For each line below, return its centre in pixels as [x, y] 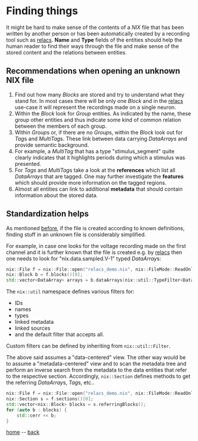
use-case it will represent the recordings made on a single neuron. [95, 107]
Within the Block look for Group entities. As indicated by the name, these [103, 113]
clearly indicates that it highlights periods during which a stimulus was [100, 157]
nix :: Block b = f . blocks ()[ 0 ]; [44, 275]
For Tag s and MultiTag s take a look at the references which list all [95, 170]
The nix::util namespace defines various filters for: [70, 292]
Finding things [42, 11]
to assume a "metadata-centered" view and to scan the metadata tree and [96, 364]
